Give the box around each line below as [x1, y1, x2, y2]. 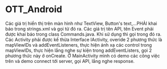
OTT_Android [5, 4, 62, 15]
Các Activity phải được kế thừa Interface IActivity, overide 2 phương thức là [5, 37, 162, 43]
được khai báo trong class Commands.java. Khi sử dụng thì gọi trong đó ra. [5, 31, 161, 37]
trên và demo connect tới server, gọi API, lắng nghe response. [5, 58, 135, 64]
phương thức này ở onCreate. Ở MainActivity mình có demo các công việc [5, 52, 160, 59]
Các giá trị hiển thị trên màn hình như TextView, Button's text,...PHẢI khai [5, 20, 157, 26]
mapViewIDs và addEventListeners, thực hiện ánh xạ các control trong [5, 42, 152, 48]
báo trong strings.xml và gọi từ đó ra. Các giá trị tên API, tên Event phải [5, 25, 154, 31]
